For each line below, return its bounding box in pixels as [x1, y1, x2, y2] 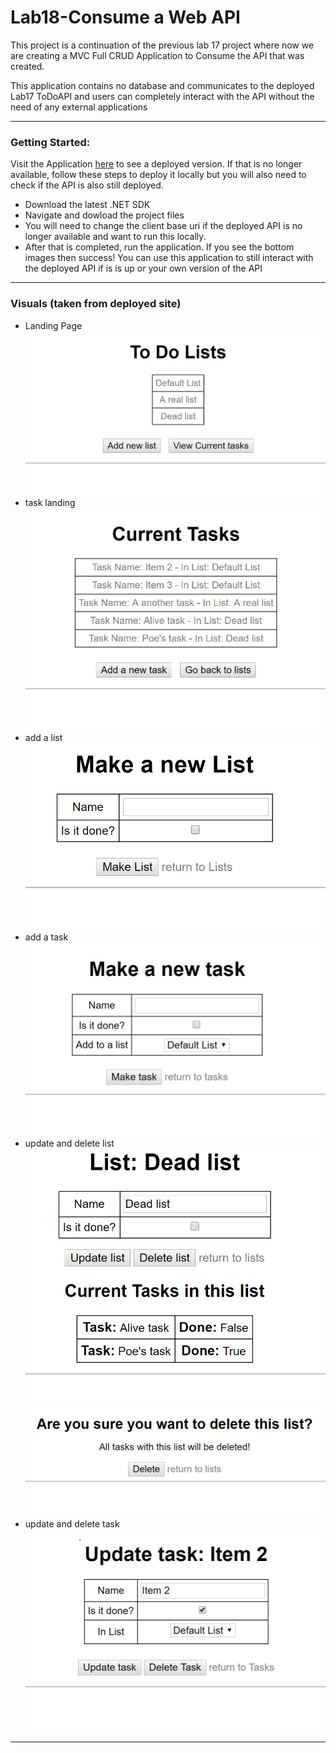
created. [10, 60, 45, 72]
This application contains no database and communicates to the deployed [10, 79, 315, 91]
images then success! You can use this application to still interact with [24, 252, 314, 264]
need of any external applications [10, 101, 148, 113]
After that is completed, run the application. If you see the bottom [24, 241, 295, 253]
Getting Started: [10, 135, 91, 149]
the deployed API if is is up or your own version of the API [24, 262, 263, 275]
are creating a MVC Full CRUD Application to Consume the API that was [10, 49, 305, 61]
